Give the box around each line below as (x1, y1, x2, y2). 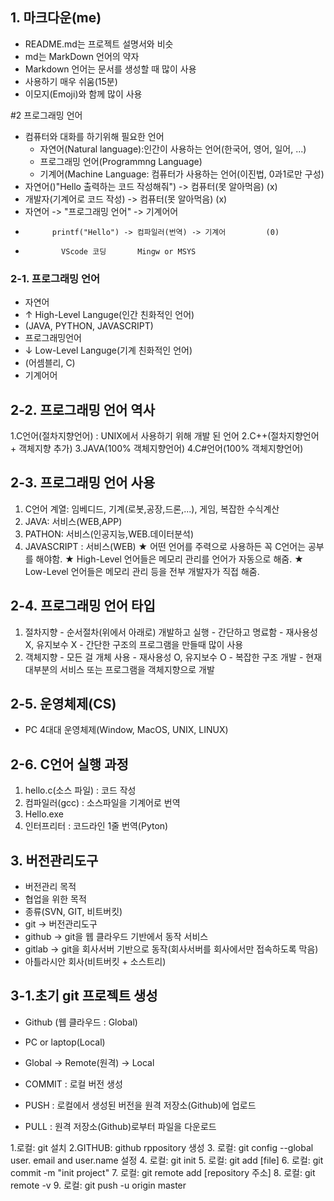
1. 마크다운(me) (10, 9, 102, 27)
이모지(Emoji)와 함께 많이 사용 (24, 88, 143, 100)
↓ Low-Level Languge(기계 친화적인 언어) (24, 344, 193, 357)
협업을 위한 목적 (24, 893, 87, 905)
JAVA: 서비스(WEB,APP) (24, 515, 123, 527)
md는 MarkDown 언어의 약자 (24, 50, 140, 62)
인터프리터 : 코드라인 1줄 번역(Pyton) (24, 820, 169, 832)
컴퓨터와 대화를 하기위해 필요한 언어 (24, 130, 165, 142)
